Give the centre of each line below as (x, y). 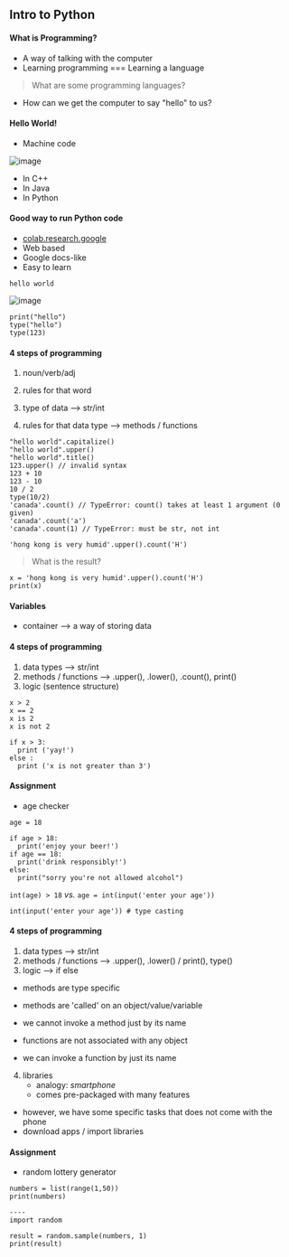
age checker (46, 806)
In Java (36, 188)
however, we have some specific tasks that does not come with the (147, 1112)
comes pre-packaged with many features (113, 1095)
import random (36, 1220)
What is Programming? (53, 38)
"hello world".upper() (52, 450)
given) (22, 513)
